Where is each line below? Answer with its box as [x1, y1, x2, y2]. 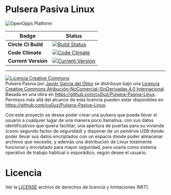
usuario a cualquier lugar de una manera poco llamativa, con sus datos [5, 117, 154, 123]
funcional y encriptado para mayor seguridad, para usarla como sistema [5, 144, 157, 150]
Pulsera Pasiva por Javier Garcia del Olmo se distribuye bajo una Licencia [5, 80, 160, 87]
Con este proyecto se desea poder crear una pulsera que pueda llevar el [5, 111, 157, 118]
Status [66, 32, 82, 39]
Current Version [8, 57, 48, 64]
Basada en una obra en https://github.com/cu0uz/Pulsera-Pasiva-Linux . [5, 91, 156, 97]
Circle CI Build [8, 41, 43, 48]
